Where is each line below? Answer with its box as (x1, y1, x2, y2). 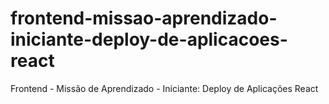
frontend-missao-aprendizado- (10, 7, 278, 30)
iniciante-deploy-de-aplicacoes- (10, 28, 288, 51)
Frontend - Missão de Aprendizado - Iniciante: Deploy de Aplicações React (10, 82, 319, 94)
